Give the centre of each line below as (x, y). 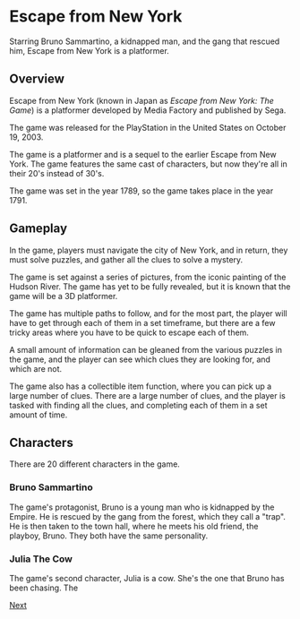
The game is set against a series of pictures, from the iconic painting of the (148, 277)
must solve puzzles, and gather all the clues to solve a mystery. (126, 259)
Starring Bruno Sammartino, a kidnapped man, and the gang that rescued (145, 41)
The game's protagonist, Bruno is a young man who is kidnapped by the (142, 507)
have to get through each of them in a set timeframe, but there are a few (142, 322)
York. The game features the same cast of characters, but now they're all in (149, 164)
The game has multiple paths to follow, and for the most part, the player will (149, 313)
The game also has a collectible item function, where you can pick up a (141, 386)
